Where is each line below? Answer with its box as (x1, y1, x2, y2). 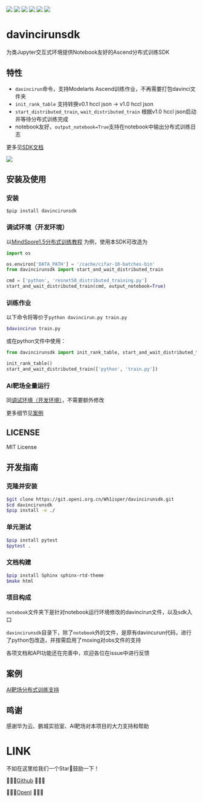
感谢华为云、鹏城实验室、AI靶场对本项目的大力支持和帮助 (6, 723, 149, 730)
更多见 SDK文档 (6, 143, 44, 151)
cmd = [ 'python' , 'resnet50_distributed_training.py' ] (6, 277, 147, 284)
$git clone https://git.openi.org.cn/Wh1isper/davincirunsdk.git (6, 496, 174, 502)
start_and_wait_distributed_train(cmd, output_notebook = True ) (6, 283, 166, 290)
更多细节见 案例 (6, 409, 43, 417)
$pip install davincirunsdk (6, 208, 77, 214)
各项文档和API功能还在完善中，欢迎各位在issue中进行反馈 (6, 649, 150, 657)
